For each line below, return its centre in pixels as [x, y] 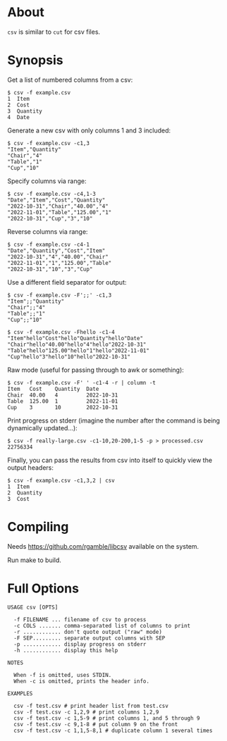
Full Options [43, 588]
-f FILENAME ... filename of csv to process [80, 619]
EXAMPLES [20, 693]
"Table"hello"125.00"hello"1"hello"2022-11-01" [79, 350]
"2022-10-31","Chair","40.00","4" [58, 206]
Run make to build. [35, 560]
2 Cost [19, 105]
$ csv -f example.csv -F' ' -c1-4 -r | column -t [82, 382]
